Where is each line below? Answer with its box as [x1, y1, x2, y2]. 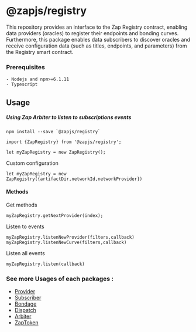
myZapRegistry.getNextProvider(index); [6, 212, 104, 218]
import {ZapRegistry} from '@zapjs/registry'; [6, 139, 122, 145]
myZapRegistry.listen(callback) [6, 261, 85, 267]
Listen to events [6, 223, 45, 230]
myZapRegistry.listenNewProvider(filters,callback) [6, 234, 135, 240]
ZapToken [14, 319, 39, 326]
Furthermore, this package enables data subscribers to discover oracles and [6, 36, 190, 43]
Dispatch [14, 307, 36, 314]
